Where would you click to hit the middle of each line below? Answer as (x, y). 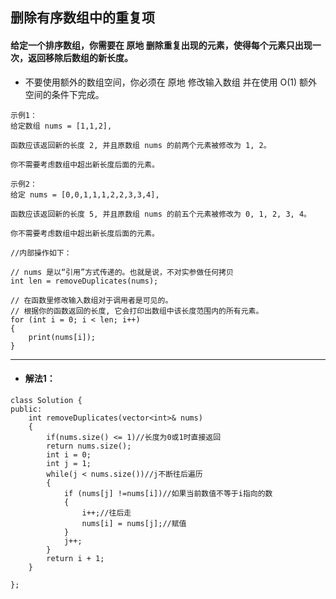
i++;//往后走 (106, 513)
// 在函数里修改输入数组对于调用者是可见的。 (91, 300)
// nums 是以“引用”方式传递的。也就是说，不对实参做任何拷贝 (122, 272)
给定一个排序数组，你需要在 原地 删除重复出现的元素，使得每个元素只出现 (161, 45)
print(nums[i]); (62, 337)
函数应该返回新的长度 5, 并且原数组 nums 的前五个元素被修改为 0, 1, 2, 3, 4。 (161, 214)
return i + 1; (75, 558)
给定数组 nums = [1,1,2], (61, 126)
